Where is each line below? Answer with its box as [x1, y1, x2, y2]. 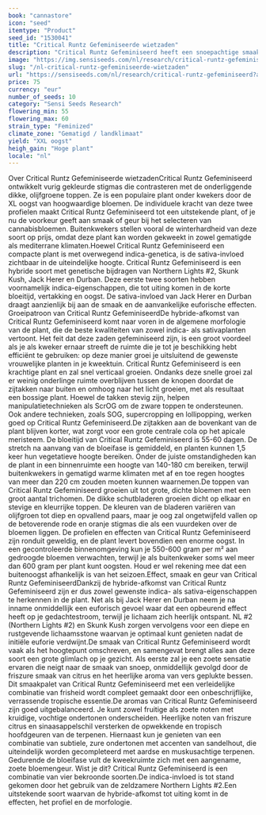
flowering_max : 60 [8, 115, 69, 123]
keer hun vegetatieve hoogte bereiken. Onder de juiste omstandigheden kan [8, 452, 256, 461]
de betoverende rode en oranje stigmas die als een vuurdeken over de [8, 519, 237, 529]
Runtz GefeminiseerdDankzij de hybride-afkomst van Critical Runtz [8, 579, 227, 588]
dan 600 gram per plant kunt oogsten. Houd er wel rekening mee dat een [8, 561, 247, 571]
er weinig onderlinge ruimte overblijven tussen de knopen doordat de [8, 376, 234, 386]
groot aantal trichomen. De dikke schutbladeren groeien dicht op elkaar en [8, 494, 251, 504]
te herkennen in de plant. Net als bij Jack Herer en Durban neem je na [8, 595, 236, 605]
